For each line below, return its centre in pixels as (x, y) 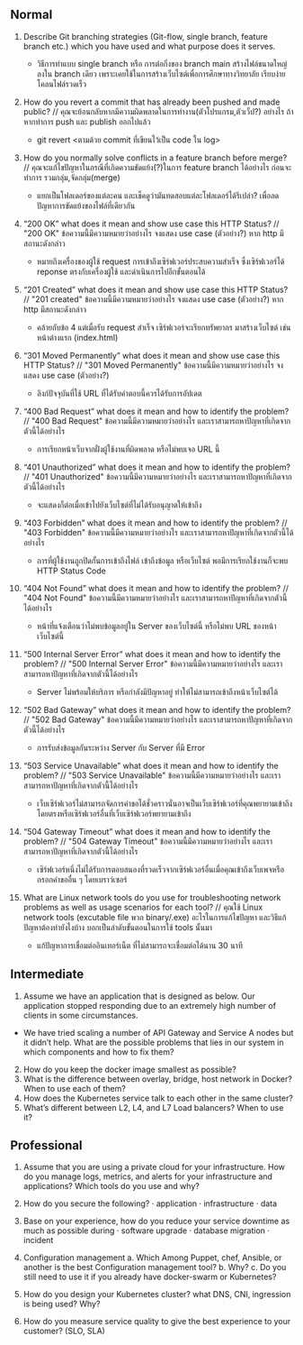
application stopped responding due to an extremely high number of (150, 1005)
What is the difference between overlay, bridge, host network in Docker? (158, 1079)
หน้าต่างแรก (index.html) (77, 337)
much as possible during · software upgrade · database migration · (147, 1231)
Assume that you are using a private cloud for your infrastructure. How (154, 1167)
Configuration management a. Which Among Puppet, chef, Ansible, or (152, 1258)
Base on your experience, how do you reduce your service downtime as (156, 1221)
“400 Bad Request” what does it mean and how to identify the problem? (156, 411)
